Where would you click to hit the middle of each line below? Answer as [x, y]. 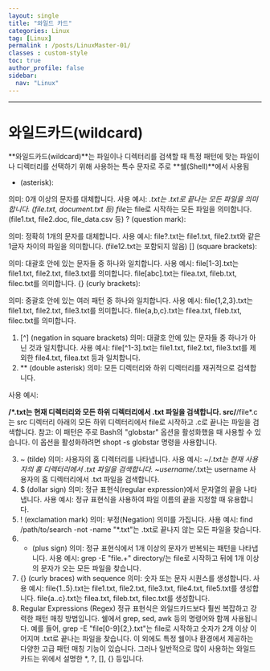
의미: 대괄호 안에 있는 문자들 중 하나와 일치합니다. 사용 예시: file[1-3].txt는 [124, 264]
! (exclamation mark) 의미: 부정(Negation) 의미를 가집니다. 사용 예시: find [136, 520]
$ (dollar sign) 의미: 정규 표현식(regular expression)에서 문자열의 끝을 [131, 489]
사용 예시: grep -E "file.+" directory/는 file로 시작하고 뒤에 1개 [147, 558]
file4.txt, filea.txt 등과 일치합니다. [88, 358]
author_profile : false [46, 68]
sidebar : [23, 76]
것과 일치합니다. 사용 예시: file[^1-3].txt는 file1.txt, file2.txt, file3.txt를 [138, 348]
